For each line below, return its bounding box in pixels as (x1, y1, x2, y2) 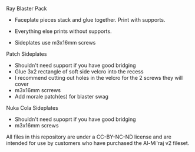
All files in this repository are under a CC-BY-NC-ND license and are (6, 133, 172, 140)
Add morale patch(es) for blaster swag (14, 93, 109, 100)
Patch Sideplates (6, 50, 47, 58)
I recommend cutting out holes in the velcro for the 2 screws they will (14, 75, 183, 81)
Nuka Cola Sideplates (6, 104, 59, 111)
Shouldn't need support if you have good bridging (14, 62, 137, 69)
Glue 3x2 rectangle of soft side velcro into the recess (14, 68, 144, 75)
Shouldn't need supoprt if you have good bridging (14, 116, 137, 123)
